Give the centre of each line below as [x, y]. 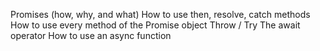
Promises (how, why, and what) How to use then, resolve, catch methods [160, 14]
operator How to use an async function [91, 35]
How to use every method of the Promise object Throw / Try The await [155, 25]
